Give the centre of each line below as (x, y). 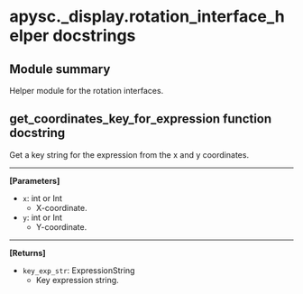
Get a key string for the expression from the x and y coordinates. (129, 154)
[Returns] (28, 253)
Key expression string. (77, 280)
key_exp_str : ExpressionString (78, 270)
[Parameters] (35, 180)
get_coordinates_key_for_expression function (141, 119)
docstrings (94, 36)
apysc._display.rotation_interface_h (147, 17)
